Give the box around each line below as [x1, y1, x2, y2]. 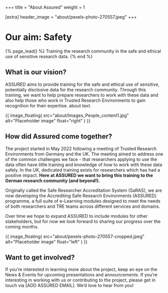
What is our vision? [5, 68, 67, 77]
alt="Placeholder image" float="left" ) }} [5, 238, 88, 245]
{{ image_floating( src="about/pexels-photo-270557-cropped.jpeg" [5, 233, 145, 239]
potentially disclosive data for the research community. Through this [5, 86, 146, 92]
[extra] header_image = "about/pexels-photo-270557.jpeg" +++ [5, 14, 137, 20]
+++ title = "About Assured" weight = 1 [5, 5, 85, 10]
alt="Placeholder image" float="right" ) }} [5, 117, 91, 123]
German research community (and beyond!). [5, 178, 100, 184]
